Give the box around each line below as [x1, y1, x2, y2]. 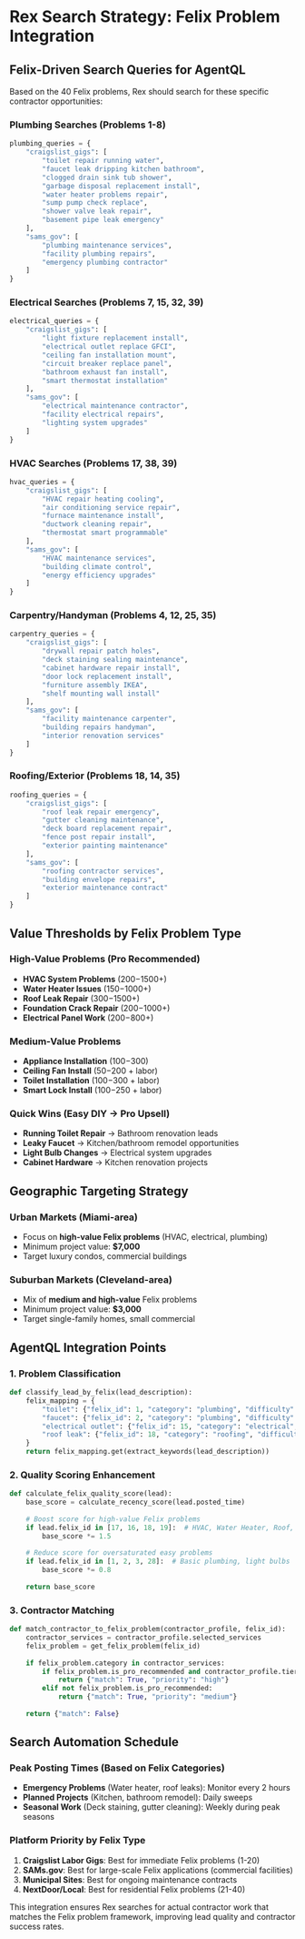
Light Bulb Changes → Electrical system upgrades [22, 1147, 212, 1158]
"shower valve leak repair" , [42, 207, 152, 216]
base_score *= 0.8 [42, 1566, 112, 1575]
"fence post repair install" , [42, 833, 156, 842]
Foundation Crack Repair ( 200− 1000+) [22, 1002, 171, 1013]
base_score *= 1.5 [42, 1531, 112, 1540]
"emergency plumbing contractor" [42, 258, 169, 267]
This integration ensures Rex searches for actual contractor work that [9, 1901, 270, 1913]
